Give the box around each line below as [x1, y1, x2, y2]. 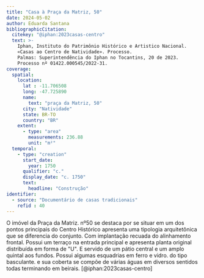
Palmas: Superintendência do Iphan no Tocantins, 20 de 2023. [17, 54, 179, 61]
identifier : [6, 191, 37, 197]
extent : [17, 123, 37, 129]
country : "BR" [22, 117, 59, 123]
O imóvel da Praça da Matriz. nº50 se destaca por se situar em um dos [6, 219, 184, 227]
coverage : [6, 66, 32, 72]
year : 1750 [28, 163, 56, 169]
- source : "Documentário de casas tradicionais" [12, 197, 138, 203]
